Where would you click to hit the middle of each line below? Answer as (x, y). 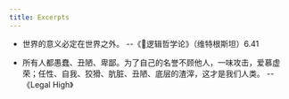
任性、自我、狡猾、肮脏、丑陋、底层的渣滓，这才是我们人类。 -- (156, 73)
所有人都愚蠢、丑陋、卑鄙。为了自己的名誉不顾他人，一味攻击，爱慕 (147, 62)
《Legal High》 (48, 84)
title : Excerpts (39, 17)
